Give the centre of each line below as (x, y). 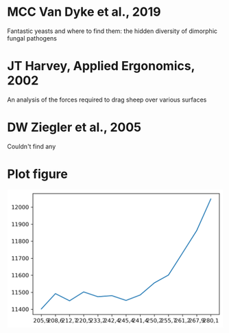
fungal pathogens (32, 38)
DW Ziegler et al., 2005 (74, 127)
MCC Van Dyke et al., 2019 (84, 12)
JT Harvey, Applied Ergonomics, (101, 66)
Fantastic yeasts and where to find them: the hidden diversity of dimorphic (112, 31)
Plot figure (38, 174)
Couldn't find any (32, 146)
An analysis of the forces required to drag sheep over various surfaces (107, 100)
